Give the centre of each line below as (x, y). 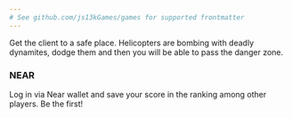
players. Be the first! (46, 104)
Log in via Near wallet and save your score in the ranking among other (138, 94)
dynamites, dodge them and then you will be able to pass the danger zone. (146, 52)
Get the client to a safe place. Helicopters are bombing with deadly (132, 43)
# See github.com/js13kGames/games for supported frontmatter (127, 17)
